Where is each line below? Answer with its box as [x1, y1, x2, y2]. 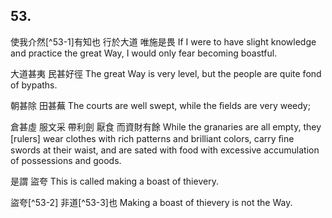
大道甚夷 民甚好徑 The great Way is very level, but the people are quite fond [10, 67, 322, 79]
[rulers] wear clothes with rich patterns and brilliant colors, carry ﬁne [10, 132, 295, 144]
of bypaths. [10, 79, 58, 91]
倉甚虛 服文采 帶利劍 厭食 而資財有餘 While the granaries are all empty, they [10, 120, 322, 133]
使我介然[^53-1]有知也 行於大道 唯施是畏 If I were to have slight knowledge [10, 35, 317, 48]
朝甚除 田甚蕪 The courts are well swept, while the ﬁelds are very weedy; [10, 99, 311, 111]
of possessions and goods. [10, 154, 122, 166]
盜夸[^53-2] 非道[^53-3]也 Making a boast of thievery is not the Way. [10, 196, 293, 208]
